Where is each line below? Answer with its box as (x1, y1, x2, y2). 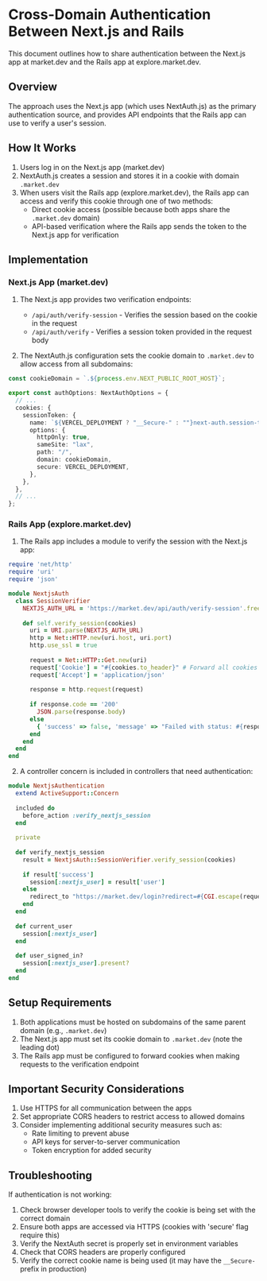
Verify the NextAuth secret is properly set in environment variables (19, 1239, 238, 1248)
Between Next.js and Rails (8, 22, 184, 41)
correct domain (19, 1213, 71, 1223)
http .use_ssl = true (29, 641, 98, 649)
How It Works (8, 141, 77, 155)
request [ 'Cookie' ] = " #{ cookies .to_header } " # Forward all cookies (29, 664, 258, 671)
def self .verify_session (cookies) (22, 619, 137, 627)
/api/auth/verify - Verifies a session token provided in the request (31, 327, 253, 337)
